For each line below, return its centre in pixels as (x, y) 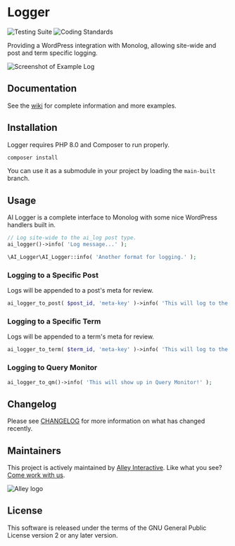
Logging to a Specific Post (53, 275)
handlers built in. (32, 225)
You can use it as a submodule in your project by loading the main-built (112, 171)
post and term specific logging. (53, 53)
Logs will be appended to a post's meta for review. (80, 291)
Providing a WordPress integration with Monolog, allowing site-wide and (112, 45)
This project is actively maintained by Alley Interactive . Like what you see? (115, 468)
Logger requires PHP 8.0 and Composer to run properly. (89, 144)
